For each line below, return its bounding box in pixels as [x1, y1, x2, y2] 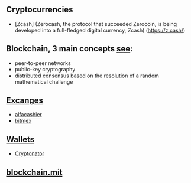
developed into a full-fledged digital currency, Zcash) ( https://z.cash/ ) [14, 27, 186, 34]
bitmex [14, 117, 32, 125]
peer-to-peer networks [14, 59, 71, 67]
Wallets [6, 134, 34, 144]
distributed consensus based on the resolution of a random [14, 72, 160, 79]
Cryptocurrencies [6, 5, 73, 15]
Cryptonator [14, 150, 45, 157]
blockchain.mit [6, 167, 63, 177]
